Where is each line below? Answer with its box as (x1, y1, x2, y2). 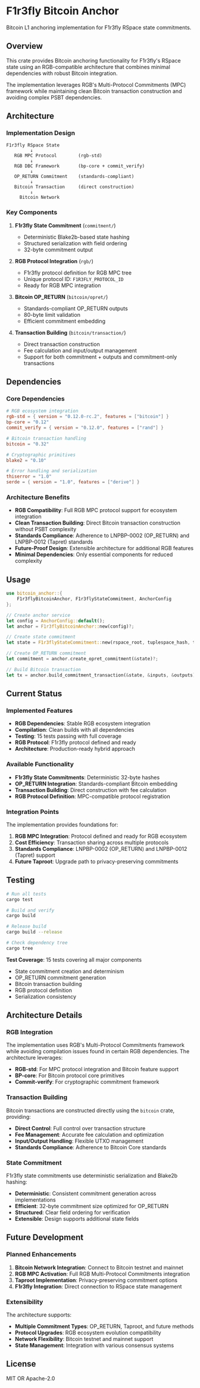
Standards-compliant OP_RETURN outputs (23, 305, 128, 312)
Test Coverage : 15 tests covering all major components (6, 956, 142, 963)
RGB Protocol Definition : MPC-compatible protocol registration (14, 793, 171, 800)
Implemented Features (6, 706, 73, 715)
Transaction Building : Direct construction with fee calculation (14, 786, 167, 793)
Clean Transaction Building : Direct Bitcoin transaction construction (14, 519, 180, 526)
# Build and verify (6, 907, 55, 913)
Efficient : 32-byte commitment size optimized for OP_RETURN (14, 1203, 169, 1210)
